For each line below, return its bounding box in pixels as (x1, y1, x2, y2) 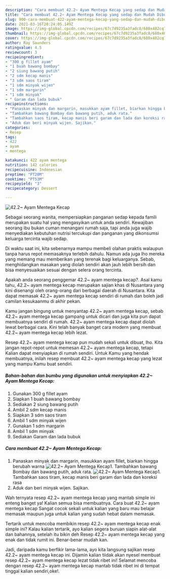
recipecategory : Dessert (5, 186, 58, 191)
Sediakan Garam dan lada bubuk (12, 433, 81, 439)
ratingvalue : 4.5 (5, 45, 42, 50)
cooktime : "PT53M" (5, 177, 44, 182)
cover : (5, 36, 19, 41)
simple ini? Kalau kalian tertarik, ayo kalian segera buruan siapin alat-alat (5, 526, 157, 532)
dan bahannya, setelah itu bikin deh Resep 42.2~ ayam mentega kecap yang (5, 531, 165, 537)
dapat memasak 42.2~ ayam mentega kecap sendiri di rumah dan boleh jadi (5, 293, 164, 299)
